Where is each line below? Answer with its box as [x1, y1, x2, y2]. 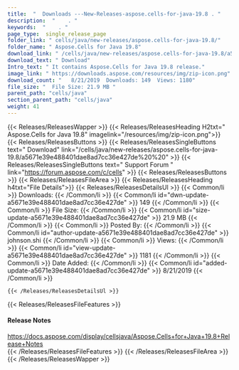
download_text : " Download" [7, 57, 91, 64]
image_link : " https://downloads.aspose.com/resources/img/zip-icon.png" [7, 70, 231, 77]
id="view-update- [63, 243, 116, 252]
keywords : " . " [7, 23, 69, 31]
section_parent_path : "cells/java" [7, 97, 113, 104]
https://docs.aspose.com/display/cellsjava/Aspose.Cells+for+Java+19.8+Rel [7, 332, 230, 341]
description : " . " [7, 17, 78, 24]
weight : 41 [7, 103, 40, 110]
